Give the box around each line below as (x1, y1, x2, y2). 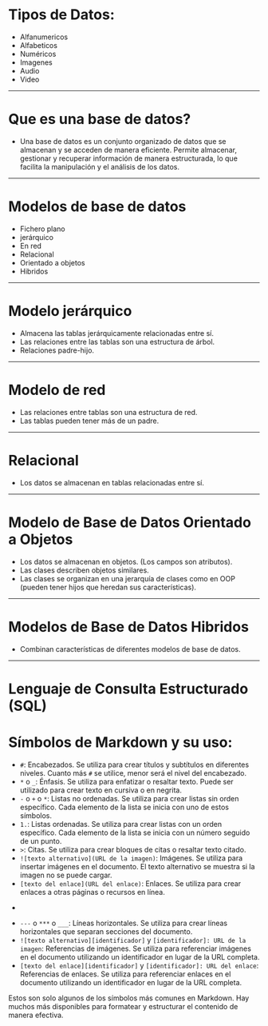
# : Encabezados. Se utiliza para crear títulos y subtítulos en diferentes (19, 760, 250, 769)
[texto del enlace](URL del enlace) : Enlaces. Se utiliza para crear (19, 878, 242, 888)
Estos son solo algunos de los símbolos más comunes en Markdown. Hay (8, 993, 250, 1003)
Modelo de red (8, 381, 106, 399)
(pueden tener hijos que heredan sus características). (19, 582, 197, 592)
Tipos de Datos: (8, 6, 116, 24)
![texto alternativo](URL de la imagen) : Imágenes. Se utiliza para (19, 853, 243, 863)
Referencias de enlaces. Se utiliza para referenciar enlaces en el (19, 969, 231, 979)
